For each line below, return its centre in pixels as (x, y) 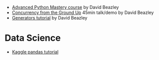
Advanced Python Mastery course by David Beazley (65, 7)
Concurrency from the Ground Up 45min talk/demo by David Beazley (83, 12)
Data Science (33, 38)
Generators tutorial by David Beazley (50, 18)
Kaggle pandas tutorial (35, 51)
